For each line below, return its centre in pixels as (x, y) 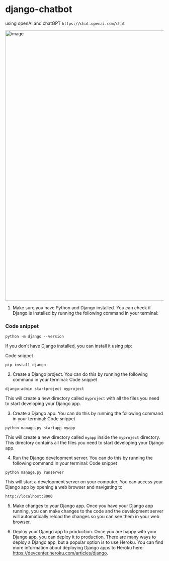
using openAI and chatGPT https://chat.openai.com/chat (65, 23)
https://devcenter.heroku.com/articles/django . (60, 553)
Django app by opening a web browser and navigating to (64, 487)
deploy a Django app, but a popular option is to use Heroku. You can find (88, 542)
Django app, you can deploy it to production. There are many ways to (84, 537)
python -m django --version (35, 336)
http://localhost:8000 (29, 496)
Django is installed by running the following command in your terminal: (86, 313)
